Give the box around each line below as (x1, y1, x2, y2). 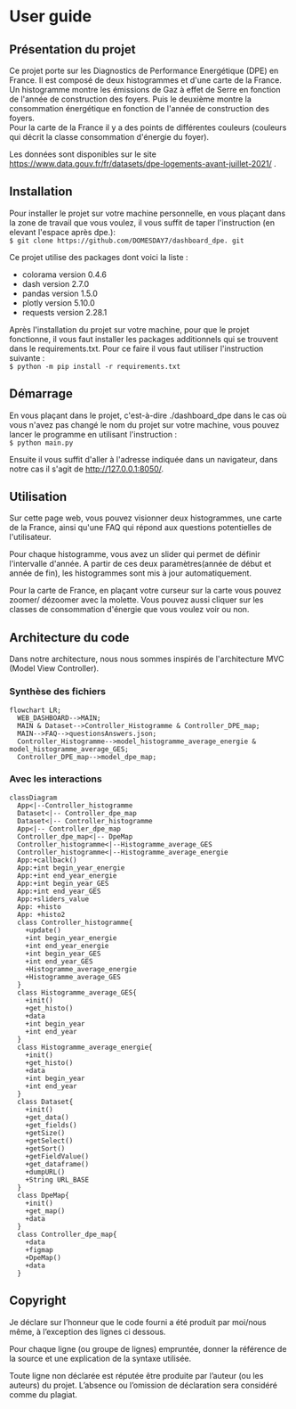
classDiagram (9, 793, 58, 802)
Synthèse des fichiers (9, 685, 107, 698)
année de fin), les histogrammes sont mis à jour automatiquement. (9, 568, 252, 578)
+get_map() (25, 1206, 66, 1216)
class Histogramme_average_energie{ (17, 1043, 153, 1052)
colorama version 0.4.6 (21, 269, 108, 280)
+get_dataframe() (25, 1159, 90, 1168)
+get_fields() (25, 1120, 77, 1129)
